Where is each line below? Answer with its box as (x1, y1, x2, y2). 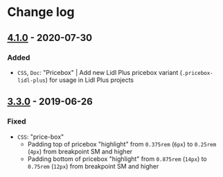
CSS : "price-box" (17, 133, 64, 141)
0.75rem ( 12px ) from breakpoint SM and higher (27, 162, 159, 170)
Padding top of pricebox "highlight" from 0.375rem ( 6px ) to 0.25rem (27, 140, 217, 148)
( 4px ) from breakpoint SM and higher (27, 147, 133, 155)
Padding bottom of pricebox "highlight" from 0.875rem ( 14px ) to (27, 154, 208, 163)
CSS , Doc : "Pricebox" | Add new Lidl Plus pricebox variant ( (17, 68, 182, 76)
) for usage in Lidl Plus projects (45, 76, 134, 84)
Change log (7, 4, 75, 20)
